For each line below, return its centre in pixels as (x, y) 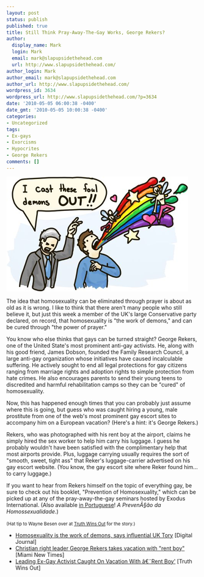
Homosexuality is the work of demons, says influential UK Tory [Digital (104, 535)
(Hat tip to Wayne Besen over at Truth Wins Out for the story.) (71, 524)
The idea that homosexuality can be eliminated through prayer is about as (99, 301)
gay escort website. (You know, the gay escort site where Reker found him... (102, 467)
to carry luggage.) (29, 473)
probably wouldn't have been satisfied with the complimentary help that (97, 447)
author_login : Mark (31, 71)
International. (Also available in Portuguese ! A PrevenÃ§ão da (84, 505)
